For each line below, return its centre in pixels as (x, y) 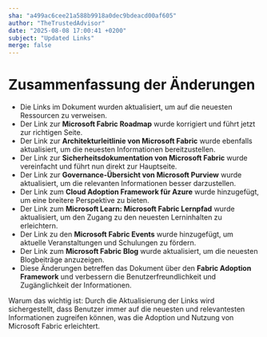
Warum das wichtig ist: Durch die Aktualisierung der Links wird (112, 301)
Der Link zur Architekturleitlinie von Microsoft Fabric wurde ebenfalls (136, 141)
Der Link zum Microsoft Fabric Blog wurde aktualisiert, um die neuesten (139, 252)
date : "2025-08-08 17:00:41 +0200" (68, 30)
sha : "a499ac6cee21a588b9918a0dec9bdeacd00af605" (93, 16)
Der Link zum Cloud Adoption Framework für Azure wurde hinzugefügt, (139, 192)
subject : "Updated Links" (51, 38)
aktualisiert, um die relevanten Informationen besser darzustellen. (128, 184)
